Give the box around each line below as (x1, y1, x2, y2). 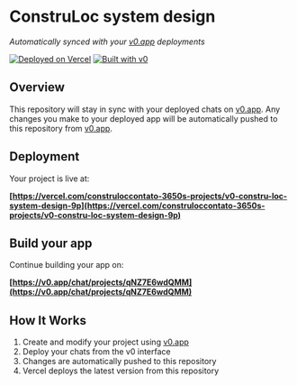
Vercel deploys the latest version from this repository (22, 365, 220, 376)
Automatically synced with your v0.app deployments (9, 36, 205, 47)
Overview (9, 79, 66, 96)
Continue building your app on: (9, 260, 124, 270)
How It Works (9, 313, 87, 328)
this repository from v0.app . (9, 123, 112, 133)
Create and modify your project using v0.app (22, 336, 189, 348)
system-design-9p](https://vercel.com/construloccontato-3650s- (9, 200, 265, 211)
